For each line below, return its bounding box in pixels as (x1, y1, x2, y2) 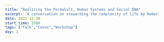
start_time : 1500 (5, 20, 41, 26)
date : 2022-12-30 (5, 16, 41, 21)
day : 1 (5, 29, 19, 34)
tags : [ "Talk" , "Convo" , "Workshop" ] (5, 25, 78, 30)
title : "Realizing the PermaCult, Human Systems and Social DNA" (5, 7, 141, 12)
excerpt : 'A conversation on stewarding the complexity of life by (5, 12, 145, 16)
